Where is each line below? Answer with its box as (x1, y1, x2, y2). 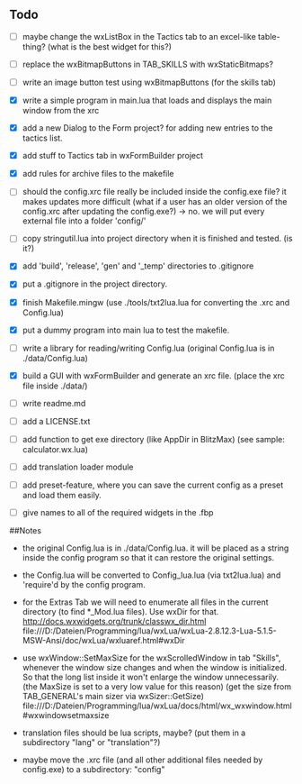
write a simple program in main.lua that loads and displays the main (22, 95, 272, 105)
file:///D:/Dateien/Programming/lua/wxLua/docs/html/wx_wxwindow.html (22, 700, 292, 711)
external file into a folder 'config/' (22, 215, 147, 226)
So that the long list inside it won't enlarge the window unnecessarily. (22, 671, 280, 683)
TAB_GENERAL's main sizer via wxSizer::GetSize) (22, 691, 205, 702)
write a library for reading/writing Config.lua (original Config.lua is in (22, 342, 275, 353)
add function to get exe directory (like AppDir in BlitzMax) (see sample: (22, 433, 285, 444)
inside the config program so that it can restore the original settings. (22, 552, 275, 563)
